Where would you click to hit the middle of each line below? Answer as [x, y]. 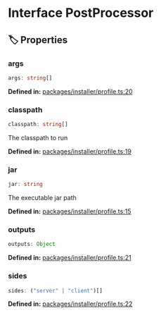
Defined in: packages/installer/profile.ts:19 [70, 151]
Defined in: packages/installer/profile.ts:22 [70, 304]
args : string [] [30, 78]
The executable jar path [42, 198]
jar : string [25, 185]
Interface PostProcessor [81, 13]
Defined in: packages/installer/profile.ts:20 [70, 91]
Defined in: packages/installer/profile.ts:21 [70, 258]
